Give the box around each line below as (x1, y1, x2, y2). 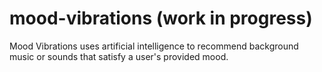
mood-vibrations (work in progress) (9, 7, 313, 30)
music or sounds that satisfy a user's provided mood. (9, 50, 229, 62)
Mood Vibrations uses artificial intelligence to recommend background (9, 40, 299, 52)
